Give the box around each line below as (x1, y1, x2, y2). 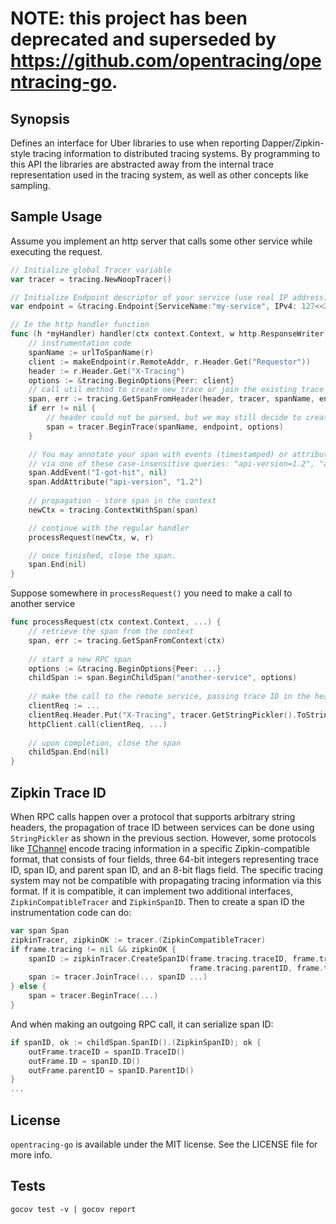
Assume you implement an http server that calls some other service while (10, 235, 313, 247)
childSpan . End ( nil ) (28, 747, 110, 757)
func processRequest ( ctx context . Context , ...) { (10, 617, 222, 627)
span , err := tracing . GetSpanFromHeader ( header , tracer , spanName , (28, 394, 315, 404)
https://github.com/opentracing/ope (10, 50, 322, 72)
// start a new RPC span (28, 654, 132, 664)
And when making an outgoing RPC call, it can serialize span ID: (10, 1018, 274, 1030)
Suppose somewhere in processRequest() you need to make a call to (10, 587, 293, 599)
